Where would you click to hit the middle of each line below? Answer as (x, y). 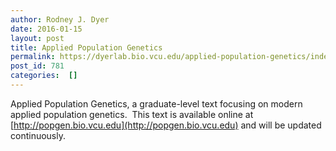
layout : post (37, 38)
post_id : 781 (37, 66)
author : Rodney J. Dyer (60, 19)
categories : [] (44, 76)
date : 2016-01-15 (46, 29)
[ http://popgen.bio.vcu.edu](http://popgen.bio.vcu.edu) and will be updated (166, 125)
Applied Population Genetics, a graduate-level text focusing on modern (156, 103)
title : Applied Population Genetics (86, 47)
